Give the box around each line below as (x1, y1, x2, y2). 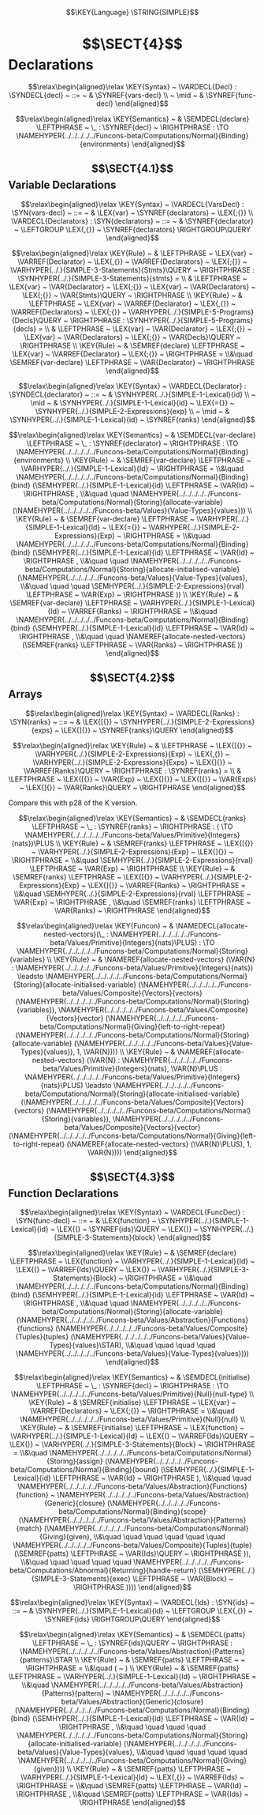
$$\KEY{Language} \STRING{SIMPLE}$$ (65, 8, 199, 17)
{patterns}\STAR (19, 1655, 73, 1665)
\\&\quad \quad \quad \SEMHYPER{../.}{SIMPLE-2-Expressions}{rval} (20, 581, 245, 590)
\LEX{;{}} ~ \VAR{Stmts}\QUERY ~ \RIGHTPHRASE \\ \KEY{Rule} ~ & (22, 290, 243, 299)
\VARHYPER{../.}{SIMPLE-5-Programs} (128, 307, 255, 316)
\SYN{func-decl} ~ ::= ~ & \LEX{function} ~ (15, 1216, 157, 1226)
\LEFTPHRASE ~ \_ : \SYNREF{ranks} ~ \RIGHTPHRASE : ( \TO (32, 822, 233, 831)
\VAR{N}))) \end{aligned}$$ (87, 1147, 177, 1157)
